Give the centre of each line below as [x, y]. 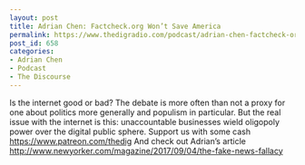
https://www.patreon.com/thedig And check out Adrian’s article [128, 141]
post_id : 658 [34, 43]
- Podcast [28, 69]
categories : [32, 52]
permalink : [30, 34]
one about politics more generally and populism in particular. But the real [145, 112]
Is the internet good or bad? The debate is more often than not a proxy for [148, 102]
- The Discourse [40, 77]
